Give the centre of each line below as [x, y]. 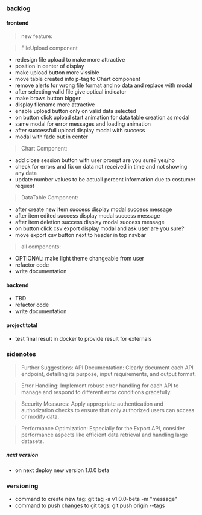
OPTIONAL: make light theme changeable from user [80, 259]
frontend [17, 23]
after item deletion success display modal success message [90, 222]
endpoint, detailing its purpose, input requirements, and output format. [109, 374]
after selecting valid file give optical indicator [71, 92]
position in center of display [49, 66]
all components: [41, 247]
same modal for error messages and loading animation [83, 124]
